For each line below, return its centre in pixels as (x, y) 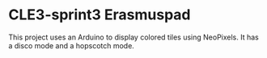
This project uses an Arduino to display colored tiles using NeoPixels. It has (133, 37)
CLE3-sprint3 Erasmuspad (100, 15)
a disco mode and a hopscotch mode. (72, 45)
